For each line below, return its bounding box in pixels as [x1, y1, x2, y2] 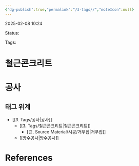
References [5, 152, 53, 163]
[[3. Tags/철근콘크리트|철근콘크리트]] [19, 123, 91, 129]
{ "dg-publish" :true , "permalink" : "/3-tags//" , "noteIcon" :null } [5, 7, 134, 12]
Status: [5, 30, 20, 36]
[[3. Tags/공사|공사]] [12, 116, 52, 122]
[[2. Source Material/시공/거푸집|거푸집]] [26, 129, 106, 134]
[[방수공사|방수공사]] [19, 135, 59, 141]
